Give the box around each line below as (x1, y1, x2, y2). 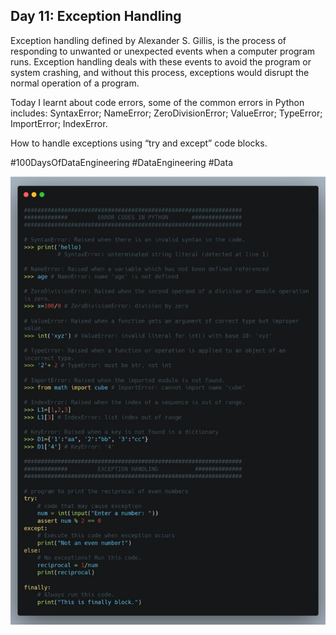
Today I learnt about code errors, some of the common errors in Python (10, 96, 305, 108)
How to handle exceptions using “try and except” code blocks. (10, 137, 268, 149)
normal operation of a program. (10, 77, 140, 89)
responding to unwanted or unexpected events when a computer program (10, 45, 316, 57)
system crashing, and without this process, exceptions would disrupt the (10, 66, 310, 78)
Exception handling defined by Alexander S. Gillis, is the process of (10, 34, 287, 46)
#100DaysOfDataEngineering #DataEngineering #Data (10, 156, 233, 168)
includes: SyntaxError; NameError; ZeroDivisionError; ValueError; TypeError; (10, 107, 323, 119)
